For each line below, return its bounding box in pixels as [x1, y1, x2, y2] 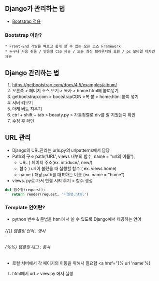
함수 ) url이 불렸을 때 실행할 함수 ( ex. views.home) [19, 165, 117, 171]
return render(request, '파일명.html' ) [11, 192, 89, 197]
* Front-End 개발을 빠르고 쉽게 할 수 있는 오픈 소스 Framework [5, 44, 121, 49]
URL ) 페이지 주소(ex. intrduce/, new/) [19, 159, 93, 165]
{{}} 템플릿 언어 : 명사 [5, 228, 46, 234]
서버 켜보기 [12, 99, 33, 105]
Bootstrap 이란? [5, 32, 42, 38]
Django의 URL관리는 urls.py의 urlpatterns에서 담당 [12, 147, 110, 153]
